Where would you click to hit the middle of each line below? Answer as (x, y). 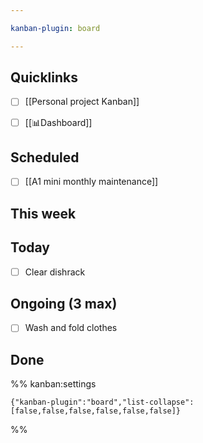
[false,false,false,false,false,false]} (96, 411)
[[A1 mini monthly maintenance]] (91, 182)
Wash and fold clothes (71, 328)
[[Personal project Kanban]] (82, 102)
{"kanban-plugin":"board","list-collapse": (102, 402)
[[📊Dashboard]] (58, 122)
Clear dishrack (55, 272)
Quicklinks (44, 77)
